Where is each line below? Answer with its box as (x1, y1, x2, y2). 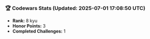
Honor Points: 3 (12, 23, 46, 29)
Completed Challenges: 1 (12, 28, 66, 34)
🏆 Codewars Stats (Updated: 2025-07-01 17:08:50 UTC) (5, 4, 146, 11)
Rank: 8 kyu (12, 18, 37, 24)
